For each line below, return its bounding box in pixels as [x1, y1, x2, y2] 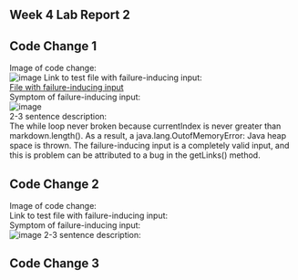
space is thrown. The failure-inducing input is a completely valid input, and [9, 140, 290, 151]
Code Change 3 [9, 255, 100, 272]
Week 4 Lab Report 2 [9, 7, 130, 23]
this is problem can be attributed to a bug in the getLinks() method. [9, 150, 262, 161]
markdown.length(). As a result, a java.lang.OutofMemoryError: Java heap [9, 130, 287, 141]
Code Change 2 [9, 176, 99, 192]
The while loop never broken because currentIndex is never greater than [9, 120, 282, 131]
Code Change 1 [9, 38, 98, 54]
